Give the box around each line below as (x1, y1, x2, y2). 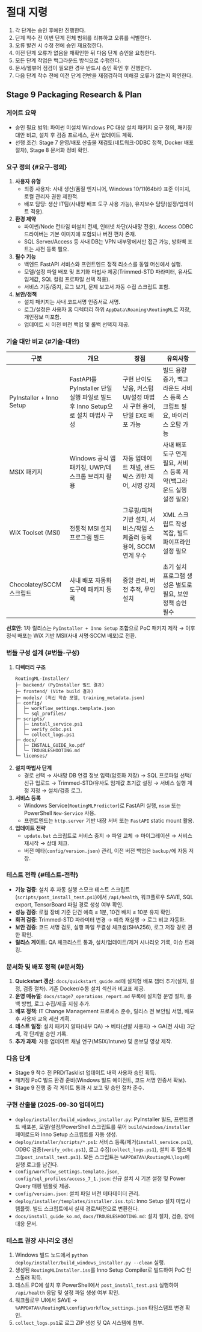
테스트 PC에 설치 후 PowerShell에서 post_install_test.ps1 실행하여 (14, 1281, 179, 1289)
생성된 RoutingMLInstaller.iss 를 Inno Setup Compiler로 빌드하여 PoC (14, 1266, 185, 1274)
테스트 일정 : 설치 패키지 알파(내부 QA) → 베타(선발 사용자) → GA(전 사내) (14, 1023, 186, 1030)
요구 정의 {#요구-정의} (6, 163, 67, 171)
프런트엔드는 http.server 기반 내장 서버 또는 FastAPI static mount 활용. (23, 817, 194, 824)
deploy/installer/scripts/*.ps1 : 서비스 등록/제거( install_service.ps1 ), (14, 1138, 193, 1145)
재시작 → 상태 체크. (23, 839, 69, 847)
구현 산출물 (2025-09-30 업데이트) (6, 1101, 104, 1109)
